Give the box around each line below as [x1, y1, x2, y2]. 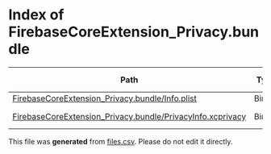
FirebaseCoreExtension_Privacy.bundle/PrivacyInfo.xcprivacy [12, 110, 247, 122]
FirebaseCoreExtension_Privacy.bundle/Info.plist [12, 93, 198, 104]
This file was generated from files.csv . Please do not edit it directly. [8, 136, 233, 146]
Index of [8, 6, 65, 24]
